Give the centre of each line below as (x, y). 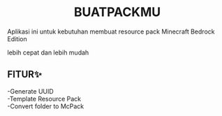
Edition (17, 38)
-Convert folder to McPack (46, 106)
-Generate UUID (30, 91)
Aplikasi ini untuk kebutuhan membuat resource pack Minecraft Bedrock (111, 31)
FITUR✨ (24, 74)
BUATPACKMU (117, 12)
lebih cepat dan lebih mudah (48, 52)
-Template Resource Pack (44, 99)
